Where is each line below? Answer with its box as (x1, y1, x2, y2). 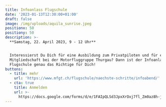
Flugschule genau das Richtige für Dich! (9, 62, 96, 67)
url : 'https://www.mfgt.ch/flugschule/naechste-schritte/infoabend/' (14, 76, 161, 81)
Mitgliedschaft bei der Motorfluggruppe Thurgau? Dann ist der (9, 57, 142, 62)
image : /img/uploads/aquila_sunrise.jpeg (5, 21, 92, 26)
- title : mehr (9, 71, 39, 76)
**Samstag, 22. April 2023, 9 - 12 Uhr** (9, 40, 96, 45)
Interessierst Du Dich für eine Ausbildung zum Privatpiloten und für (9, 53, 158, 57)
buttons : (5, 66, 23, 72)
